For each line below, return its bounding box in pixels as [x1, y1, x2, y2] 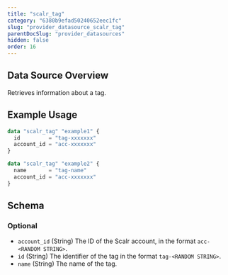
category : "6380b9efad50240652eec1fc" [7, 17, 122, 24]
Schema [7, 200, 45, 212]
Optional [7, 220, 38, 230]
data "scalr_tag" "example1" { [7, 128, 100, 135]
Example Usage [7, 109, 78, 121]
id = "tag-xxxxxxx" [13, 134, 97, 142]
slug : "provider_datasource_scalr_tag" [7, 23, 125, 30]
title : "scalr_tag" [7, 10, 65, 18]
